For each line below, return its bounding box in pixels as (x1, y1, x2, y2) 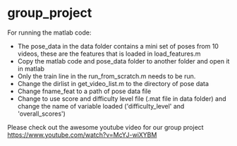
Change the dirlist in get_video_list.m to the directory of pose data (17, 79, 209, 87)
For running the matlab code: (7, 28, 92, 37)
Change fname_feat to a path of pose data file (17, 87, 152, 95)
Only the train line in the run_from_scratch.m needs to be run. (17, 72, 196, 80)
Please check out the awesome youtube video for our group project (7, 123, 204, 131)
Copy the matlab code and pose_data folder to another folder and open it (17, 56, 230, 65)
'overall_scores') (17, 109, 66, 118)
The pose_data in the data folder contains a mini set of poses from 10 (17, 42, 219, 50)
